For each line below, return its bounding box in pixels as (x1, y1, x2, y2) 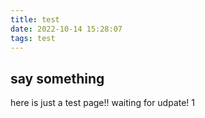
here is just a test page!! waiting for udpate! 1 (10, 97, 196, 109)
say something (10, 70, 105, 87)
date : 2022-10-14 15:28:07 (10, 24, 123, 34)
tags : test (10, 33, 56, 43)
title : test (10, 14, 60, 25)
